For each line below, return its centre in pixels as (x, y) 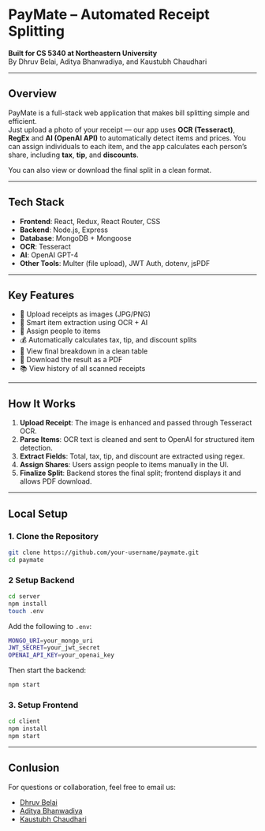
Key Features (41, 295)
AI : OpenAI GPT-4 (49, 255)
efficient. (22, 121)
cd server (24, 596)
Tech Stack (36, 202)
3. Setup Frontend (43, 705)
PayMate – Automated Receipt (109, 15)
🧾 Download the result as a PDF (71, 360)
